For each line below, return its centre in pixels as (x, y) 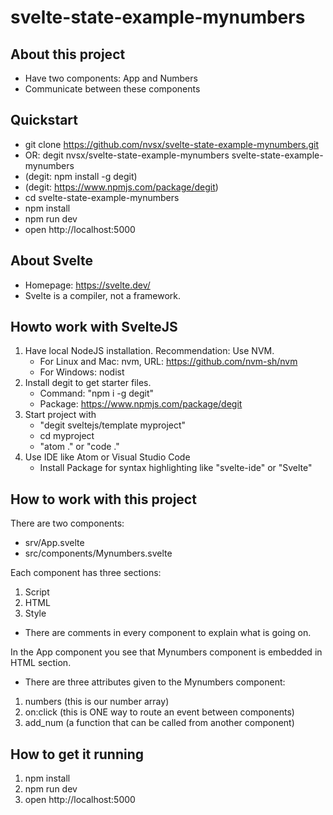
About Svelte (51, 261)
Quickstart (44, 120)
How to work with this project (103, 499)
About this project (68, 54)
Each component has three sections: (86, 573)
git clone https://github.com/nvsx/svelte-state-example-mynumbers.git (172, 144)
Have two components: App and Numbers (111, 78)
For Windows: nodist (82, 372)
